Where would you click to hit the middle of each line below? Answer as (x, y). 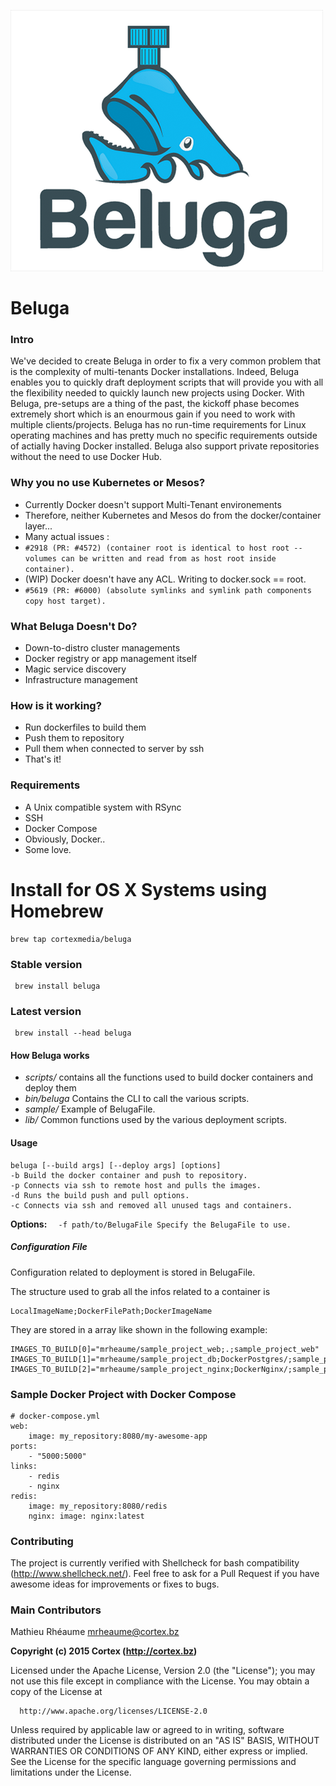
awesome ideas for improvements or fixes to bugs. (115, 1584)
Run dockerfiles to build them (85, 727)
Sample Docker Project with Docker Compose (123, 1394)
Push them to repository (74, 738)
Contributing (42, 1541)
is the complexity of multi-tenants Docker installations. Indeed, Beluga (155, 372)
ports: (24, 1446)
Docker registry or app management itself (111, 659)
